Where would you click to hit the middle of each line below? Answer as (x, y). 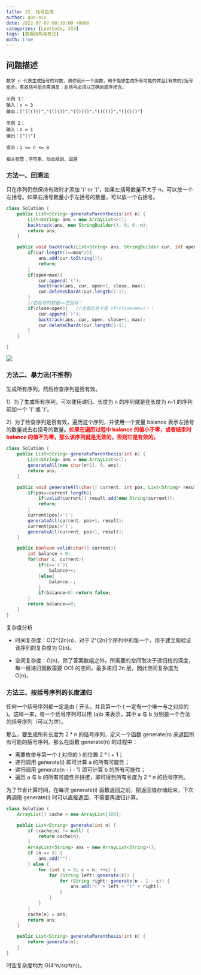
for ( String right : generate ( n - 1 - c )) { (115, 881)
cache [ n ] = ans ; (48, 914)
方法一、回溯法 (28, 175)
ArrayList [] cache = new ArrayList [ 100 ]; (69, 814)
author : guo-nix (26, 17)
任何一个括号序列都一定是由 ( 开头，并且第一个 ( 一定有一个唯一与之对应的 (98, 707)
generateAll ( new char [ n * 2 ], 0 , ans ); (74, 466)
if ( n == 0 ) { (45, 853)
